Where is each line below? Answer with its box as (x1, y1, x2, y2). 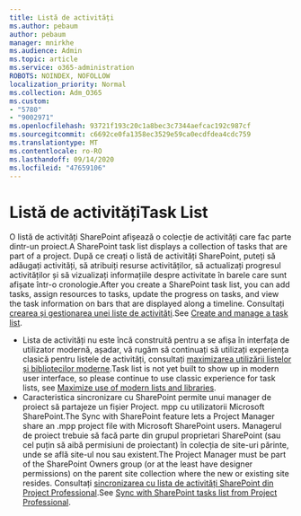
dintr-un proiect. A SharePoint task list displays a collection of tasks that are (9, 241, 288, 252)
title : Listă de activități (9, 13, 115, 22)
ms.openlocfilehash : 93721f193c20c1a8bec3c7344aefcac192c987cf (9, 122, 252, 131)
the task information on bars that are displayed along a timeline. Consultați (9, 298, 285, 310)
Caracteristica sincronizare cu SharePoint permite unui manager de (22, 392, 272, 403)
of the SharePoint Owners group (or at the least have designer (22, 459, 253, 469)
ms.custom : (9, 96, 50, 106)
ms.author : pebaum (9, 22, 78, 31)
